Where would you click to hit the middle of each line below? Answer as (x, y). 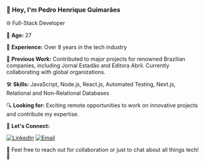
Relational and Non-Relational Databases (58, 93)
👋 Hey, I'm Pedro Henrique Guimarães (63, 10)
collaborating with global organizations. (56, 72)
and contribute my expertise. (43, 114)
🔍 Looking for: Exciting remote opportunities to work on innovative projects (102, 105)
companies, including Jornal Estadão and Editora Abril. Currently (88, 66)
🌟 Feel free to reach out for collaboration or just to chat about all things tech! (102, 150)
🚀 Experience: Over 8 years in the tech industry (67, 47)
